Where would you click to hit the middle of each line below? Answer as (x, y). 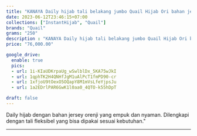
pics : (18, 66)
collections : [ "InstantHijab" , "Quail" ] (56, 22)
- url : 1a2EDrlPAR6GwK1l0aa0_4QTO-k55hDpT (64, 88)
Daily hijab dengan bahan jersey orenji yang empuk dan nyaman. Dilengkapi (98, 114)
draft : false (22, 98)
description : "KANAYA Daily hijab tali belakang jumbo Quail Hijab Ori (97, 39)
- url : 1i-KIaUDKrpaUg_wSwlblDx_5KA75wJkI (64, 71)
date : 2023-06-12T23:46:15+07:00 (47, 17)
